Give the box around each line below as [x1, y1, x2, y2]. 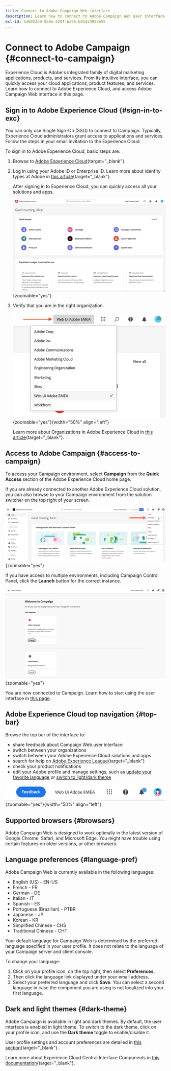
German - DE [12, 890, 41, 896]
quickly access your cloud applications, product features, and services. [5, 80, 155, 86]
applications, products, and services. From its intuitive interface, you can [5, 75, 158, 81]
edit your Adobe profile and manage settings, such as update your [12, 769, 152, 775]
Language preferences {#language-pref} [5, 855, 138, 864]
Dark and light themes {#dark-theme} [5, 1005, 127, 1014]
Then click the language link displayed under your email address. [12, 973, 149, 980]
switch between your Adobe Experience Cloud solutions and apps [12, 752, 152, 758]
